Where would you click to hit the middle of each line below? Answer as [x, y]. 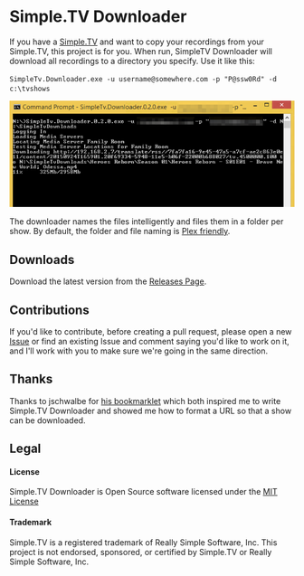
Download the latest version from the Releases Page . [108, 281]
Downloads [42, 260]
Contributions [49, 310]
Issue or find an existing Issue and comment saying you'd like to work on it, [149, 341]
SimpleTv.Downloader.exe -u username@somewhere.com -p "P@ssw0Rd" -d [143, 79]
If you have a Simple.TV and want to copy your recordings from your [137, 42]
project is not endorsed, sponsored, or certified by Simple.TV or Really [141, 552]
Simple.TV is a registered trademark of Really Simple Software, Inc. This [143, 542]
